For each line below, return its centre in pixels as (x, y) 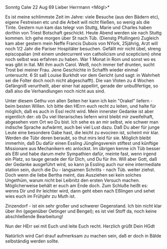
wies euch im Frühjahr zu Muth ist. (41, 196)
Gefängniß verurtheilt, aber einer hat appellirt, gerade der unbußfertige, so (82, 86)
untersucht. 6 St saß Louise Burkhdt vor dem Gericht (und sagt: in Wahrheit (83, 75)
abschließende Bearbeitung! (34, 216)
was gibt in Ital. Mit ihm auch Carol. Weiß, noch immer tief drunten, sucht (80, 65)
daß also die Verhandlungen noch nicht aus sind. (55, 91)
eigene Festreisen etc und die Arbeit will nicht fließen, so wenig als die (78, 22)
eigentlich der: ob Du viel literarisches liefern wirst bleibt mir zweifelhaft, (79, 117)
